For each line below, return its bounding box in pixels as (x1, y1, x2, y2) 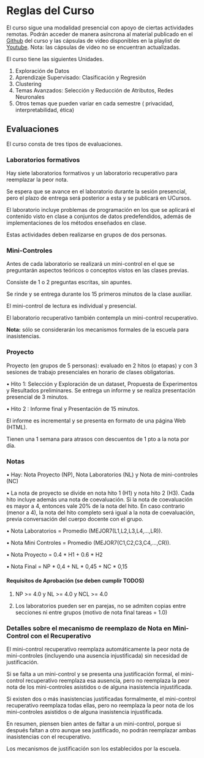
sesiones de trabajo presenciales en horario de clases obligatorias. (6, 368, 176, 375)
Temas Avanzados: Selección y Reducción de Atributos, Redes (15, 86, 173, 94)
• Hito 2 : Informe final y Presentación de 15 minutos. (6, 405, 140, 412)
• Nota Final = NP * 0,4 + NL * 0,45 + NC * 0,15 (6, 563, 127, 570)
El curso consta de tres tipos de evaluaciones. (6, 140, 123, 148)
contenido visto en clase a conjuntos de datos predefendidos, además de (6, 212, 192, 220)
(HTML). (6, 423, 28, 430)
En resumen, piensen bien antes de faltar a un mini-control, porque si (6, 720, 181, 727)
